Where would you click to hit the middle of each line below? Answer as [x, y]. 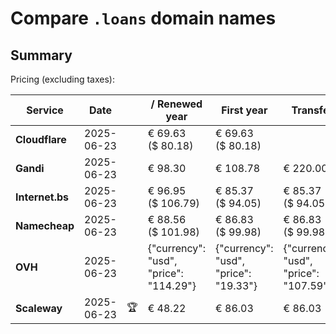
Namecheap [45, 225]
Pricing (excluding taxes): [63, 79]
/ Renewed [176, 104]
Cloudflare [41, 139]
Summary [41, 55]
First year [244, 110]
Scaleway [39, 308]
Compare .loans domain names [143, 18]
